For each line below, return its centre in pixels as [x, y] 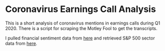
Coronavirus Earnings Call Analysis [80, 9]
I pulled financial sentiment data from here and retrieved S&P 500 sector [80, 38]
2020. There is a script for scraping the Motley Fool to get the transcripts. [81, 28]
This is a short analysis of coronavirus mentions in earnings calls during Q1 [83, 23]
